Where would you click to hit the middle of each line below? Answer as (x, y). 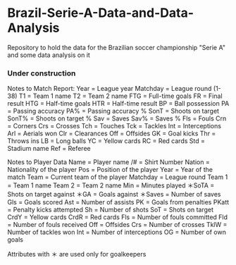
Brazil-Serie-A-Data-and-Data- (101, 13)
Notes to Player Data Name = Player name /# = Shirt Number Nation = (108, 162)
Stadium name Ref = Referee (49, 149)
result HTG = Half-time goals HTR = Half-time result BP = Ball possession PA (118, 104)
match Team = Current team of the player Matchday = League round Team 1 (118, 177)
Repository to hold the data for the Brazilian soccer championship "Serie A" (117, 47)
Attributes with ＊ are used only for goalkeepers (77, 254)
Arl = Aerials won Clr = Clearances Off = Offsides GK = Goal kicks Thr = (112, 134)
